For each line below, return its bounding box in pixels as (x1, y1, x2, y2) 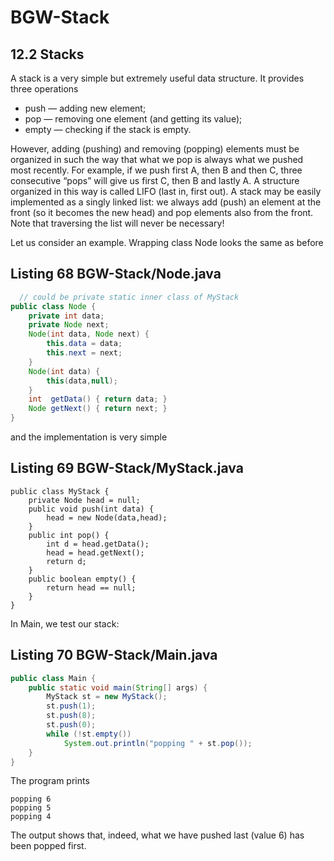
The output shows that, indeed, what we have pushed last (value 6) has (10, 829, 305, 841)
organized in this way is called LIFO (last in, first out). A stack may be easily (10, 186, 322, 197)
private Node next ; (28, 320, 110, 330)
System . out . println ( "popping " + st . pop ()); (63, 738, 253, 748)
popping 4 (10, 812, 52, 822)
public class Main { (10, 673, 97, 683)
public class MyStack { (10, 486, 110, 496)
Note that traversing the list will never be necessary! (10, 217, 225, 229)
